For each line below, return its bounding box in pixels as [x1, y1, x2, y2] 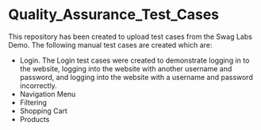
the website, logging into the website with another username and [19, 63, 232, 73]
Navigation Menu [19, 89, 76, 98]
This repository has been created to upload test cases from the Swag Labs [8, 32, 252, 41]
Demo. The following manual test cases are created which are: [8, 40, 213, 49]
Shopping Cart [19, 105, 67, 116]
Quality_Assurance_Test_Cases [8, 6, 220, 24]
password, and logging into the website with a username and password [19, 72, 254, 82]
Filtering [19, 97, 48, 107]
